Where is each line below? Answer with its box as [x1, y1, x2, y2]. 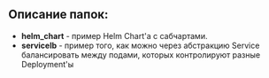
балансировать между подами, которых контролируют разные [20, 49, 261, 60]
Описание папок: [8, 7, 109, 22]
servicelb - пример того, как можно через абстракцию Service [20, 40, 260, 51]
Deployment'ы [20, 58, 74, 69]
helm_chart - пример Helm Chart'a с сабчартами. [20, 30, 208, 41]
